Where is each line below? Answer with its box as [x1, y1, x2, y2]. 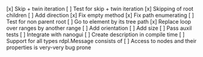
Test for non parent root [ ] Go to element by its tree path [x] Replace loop [6, 18, 191, 25]
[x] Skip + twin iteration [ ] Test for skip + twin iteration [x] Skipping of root [6, 5, 194, 12]
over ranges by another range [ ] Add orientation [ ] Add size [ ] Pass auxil [6, 24, 192, 32]
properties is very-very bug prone [6, 44, 91, 51]
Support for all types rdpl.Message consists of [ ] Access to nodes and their [6, 38, 197, 44]
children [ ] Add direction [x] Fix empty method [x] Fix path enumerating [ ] [6, 12, 194, 19]
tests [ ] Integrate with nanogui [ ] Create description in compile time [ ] [6, 31, 185, 38]
